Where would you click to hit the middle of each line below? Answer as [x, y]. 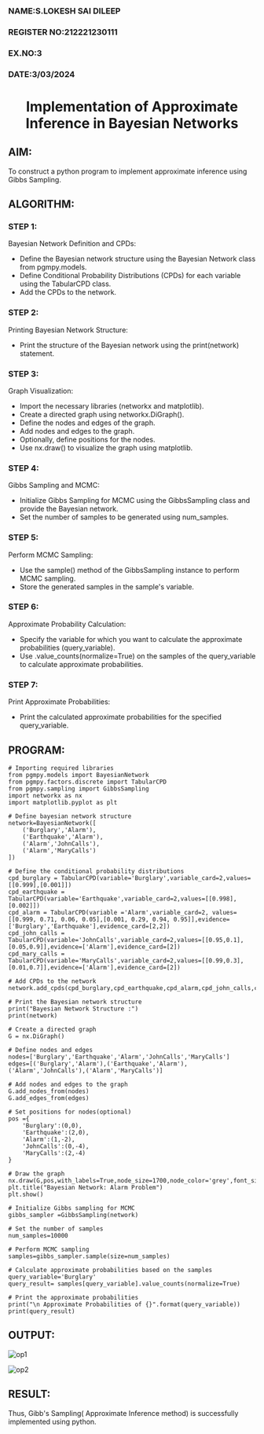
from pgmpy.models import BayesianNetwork [79, 775]
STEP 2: [24, 313]
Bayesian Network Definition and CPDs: [72, 244]
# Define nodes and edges [50, 1050]
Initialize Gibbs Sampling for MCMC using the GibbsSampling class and [135, 501]
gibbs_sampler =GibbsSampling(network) [73, 1215]
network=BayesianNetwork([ [52, 823]
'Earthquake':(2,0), [56, 1132]
